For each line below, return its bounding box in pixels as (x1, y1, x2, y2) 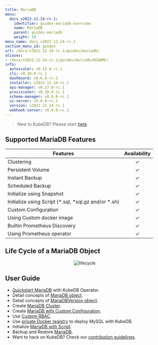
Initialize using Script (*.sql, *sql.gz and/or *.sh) (7, 198, 119, 205)
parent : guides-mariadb (14, 30, 63, 35)
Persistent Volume (7, 166, 50, 173)
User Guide (5, 274, 40, 283)
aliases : (5, 53, 23, 58)
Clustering (7, 158, 32, 165)
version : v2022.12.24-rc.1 (9, 103, 65, 108)
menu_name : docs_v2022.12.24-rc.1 (5, 39, 76, 44)
